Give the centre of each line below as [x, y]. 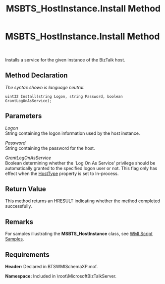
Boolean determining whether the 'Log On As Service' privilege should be [80, 163]
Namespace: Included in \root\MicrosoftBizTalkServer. [61, 276]
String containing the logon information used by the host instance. [73, 133]
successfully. [19, 206]
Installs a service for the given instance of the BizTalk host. [65, 59]
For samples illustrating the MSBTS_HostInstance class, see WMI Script [79, 234]
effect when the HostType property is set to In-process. [62, 173]
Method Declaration [36, 76]
